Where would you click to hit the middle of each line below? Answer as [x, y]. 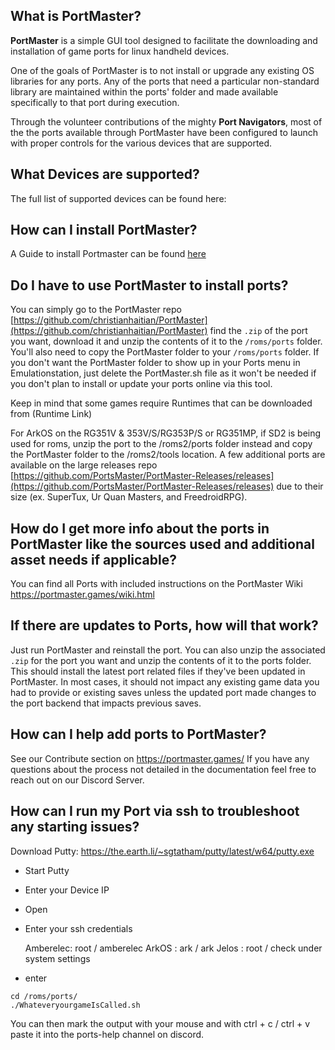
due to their [300, 486]
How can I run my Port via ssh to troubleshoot [155, 811]
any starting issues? [75, 827]
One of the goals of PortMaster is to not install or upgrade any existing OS [162, 70]
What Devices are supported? [105, 174]
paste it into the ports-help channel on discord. [107, 1034]
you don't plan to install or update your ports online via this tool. [141, 384]
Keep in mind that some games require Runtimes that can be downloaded [161, 403]
